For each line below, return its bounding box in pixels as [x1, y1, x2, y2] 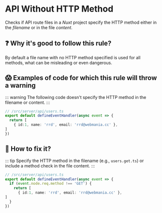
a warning [5, 82, 36, 90]
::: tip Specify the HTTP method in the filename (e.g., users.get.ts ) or [5, 158, 144, 164]
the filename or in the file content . [5, 24, 73, 30]
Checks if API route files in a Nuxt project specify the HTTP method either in [5, 19, 157, 25]
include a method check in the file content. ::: [5, 163, 95, 168]
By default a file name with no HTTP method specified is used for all [5, 54, 141, 60]
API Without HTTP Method [5, 3, 114, 15]
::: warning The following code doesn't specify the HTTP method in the [5, 94, 147, 100]
